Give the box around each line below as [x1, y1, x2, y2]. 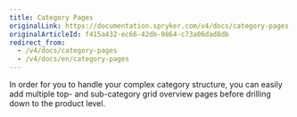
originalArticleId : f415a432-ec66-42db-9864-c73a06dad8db [9, 29, 229, 38]
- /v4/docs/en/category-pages [17, 54, 129, 63]
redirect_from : [9, 38, 66, 47]
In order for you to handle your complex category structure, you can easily [9, 79, 283, 89]
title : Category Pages [9, 13, 94, 22]
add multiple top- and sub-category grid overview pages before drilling [9, 88, 272, 99]
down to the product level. [9, 98, 105, 108]
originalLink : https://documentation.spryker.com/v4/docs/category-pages [9, 21, 290, 30]
